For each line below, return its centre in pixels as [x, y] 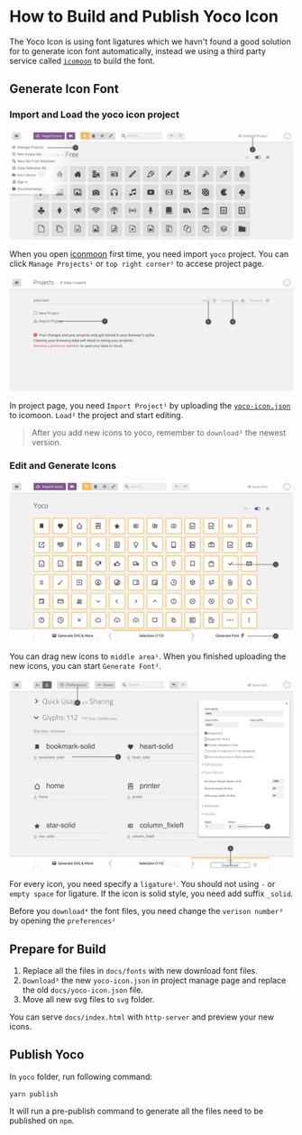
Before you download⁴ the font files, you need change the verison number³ [146, 911]
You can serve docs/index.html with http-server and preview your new [142, 1017]
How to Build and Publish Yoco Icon [144, 17]
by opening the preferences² [63, 920]
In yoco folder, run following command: [81, 1076]
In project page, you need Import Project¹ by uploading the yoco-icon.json [150, 405]
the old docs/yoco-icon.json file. [83, 990]
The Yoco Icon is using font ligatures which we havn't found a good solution [150, 41]
